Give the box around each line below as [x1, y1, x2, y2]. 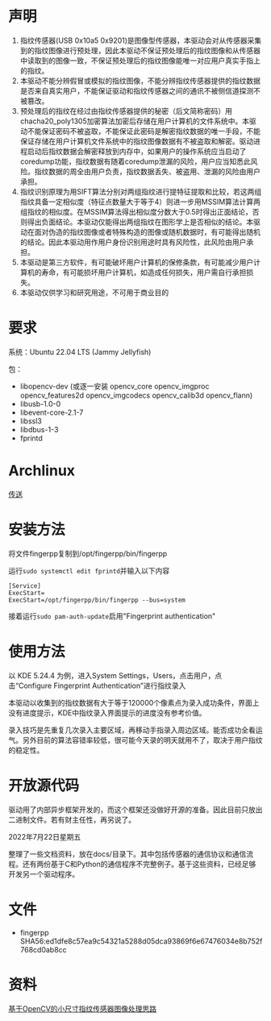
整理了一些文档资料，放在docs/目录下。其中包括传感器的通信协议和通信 [8, 848, 247, 859]
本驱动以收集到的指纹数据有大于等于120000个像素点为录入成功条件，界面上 [8, 698, 260, 707]
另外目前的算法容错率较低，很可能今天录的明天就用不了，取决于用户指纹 [22, 735, 263, 744]
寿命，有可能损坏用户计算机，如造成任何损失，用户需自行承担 [41, 267, 247, 277]
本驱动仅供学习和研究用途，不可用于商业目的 [19, 287, 169, 297]
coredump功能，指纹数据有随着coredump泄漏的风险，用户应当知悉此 [19, 156, 252, 166]
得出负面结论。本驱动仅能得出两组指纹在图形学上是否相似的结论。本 [27, 217, 254, 227]
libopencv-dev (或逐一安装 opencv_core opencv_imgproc [19, 381, 210, 391]
